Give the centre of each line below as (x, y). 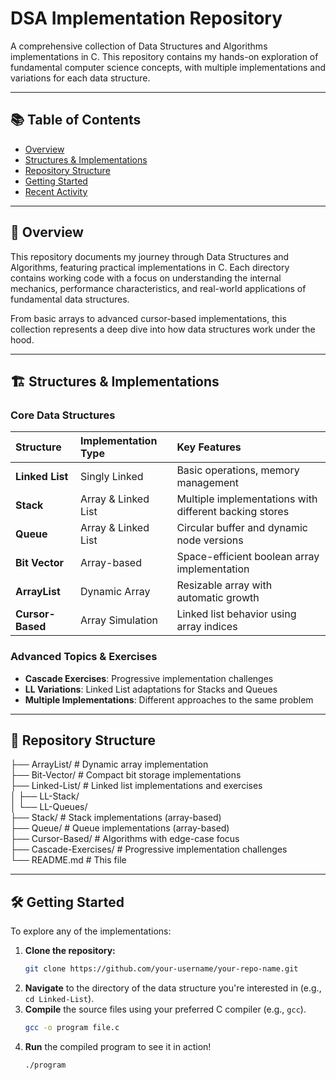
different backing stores (233, 512)
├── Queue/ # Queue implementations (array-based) (120, 828)
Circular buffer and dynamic (242, 528)
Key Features (209, 447)
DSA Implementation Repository (146, 18)
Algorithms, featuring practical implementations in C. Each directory (150, 267)
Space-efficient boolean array (248, 557)
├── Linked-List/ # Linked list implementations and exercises (136, 786)
